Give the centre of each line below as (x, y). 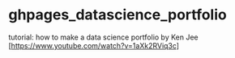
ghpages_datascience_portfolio (117, 15)
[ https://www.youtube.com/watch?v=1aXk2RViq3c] (94, 45)
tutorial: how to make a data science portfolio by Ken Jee (103, 37)
